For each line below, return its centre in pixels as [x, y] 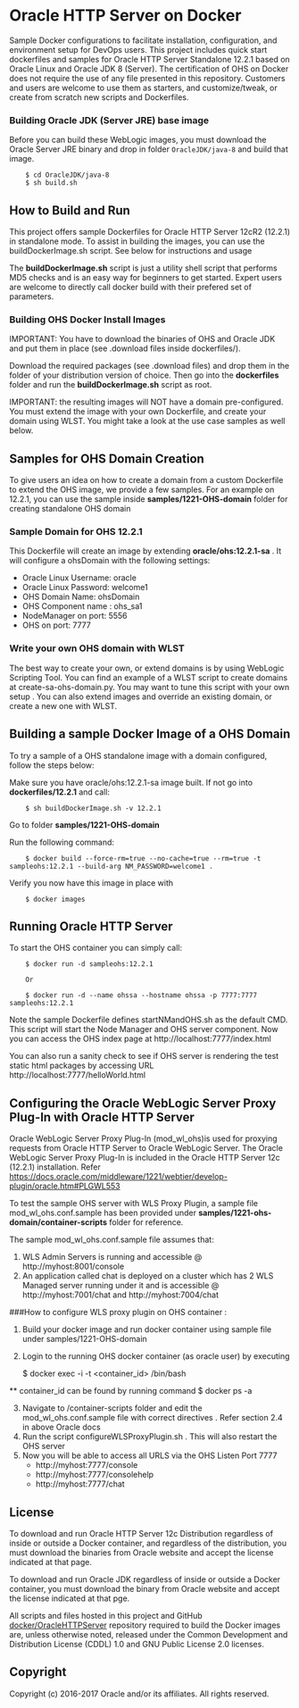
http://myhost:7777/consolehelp [95, 1475]
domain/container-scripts [58, 1222]
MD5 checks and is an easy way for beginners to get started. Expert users [146, 278]
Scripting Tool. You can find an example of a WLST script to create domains [149, 677]
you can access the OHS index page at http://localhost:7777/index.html [141, 1039]
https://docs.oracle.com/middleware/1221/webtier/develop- [118, 1177]
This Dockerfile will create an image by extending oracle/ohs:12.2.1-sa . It [145, 551]
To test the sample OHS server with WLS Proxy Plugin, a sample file [134, 1204]
